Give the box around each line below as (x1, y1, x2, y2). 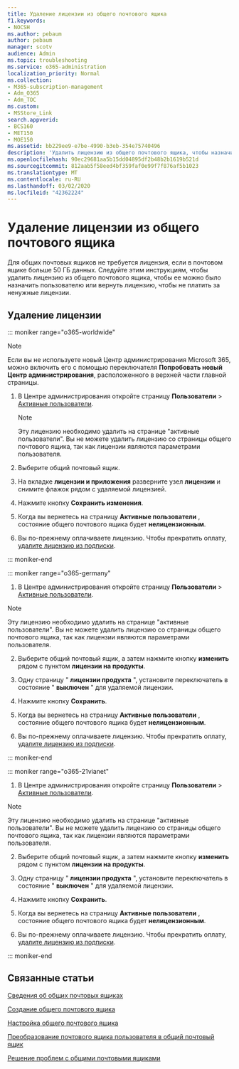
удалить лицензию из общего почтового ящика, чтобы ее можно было (7, 273, 222, 282)
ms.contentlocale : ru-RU (7, 176, 81, 183)
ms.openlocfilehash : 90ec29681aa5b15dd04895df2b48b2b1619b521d (7, 156, 199, 164)
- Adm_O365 (7, 90, 40, 97)
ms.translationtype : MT (7, 169, 78, 176)
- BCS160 (7, 122, 33, 130)
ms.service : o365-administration (7, 63, 107, 70)
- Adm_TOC (7, 97, 37, 104)
